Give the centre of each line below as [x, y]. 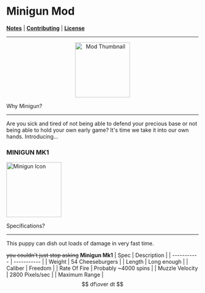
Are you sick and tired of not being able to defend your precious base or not [102, 123]
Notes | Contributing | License [46, 28]
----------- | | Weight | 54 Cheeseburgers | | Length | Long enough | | [101, 262]
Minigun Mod [41, 11]
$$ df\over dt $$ [103, 284]
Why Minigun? [24, 106]
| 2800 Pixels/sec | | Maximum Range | [55, 275]
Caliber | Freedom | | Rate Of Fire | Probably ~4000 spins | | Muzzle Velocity [102, 268]
